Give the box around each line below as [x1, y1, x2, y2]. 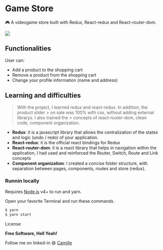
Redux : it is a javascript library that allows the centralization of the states [12, 129, 158, 135]
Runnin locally [5, 177, 40, 184]
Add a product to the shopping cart [12, 67, 83, 73]
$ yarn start [5, 212, 32, 217]
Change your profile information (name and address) [12, 77, 118, 83]
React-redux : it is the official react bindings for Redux [12, 139, 121, 145]
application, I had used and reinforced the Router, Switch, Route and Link [12, 150, 159, 156]
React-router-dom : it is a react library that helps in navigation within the [12, 145, 157, 151]
